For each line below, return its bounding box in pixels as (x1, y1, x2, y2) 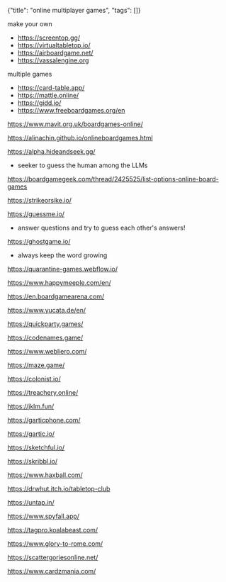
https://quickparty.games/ (7, 320, 84, 328)
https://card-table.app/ (17, 84, 85, 91)
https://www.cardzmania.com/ (7, 567, 96, 575)
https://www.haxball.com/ (7, 471, 83, 479)
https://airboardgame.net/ (17, 49, 94, 57)
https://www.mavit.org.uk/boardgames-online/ (7, 120, 143, 128)
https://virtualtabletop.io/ (17, 41, 91, 49)
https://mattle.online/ (17, 91, 79, 99)
